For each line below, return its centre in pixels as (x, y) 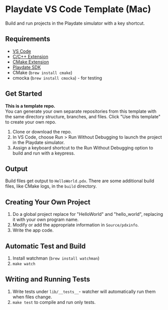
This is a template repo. (30, 106)
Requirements (28, 39)
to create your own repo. (31, 122)
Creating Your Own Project (48, 202)
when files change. (32, 297)
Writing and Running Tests (48, 280)
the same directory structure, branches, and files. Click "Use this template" (83, 116)
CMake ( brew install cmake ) (43, 72)
